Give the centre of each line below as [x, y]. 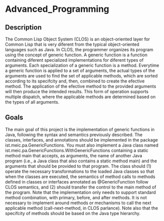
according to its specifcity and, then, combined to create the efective [75, 81]
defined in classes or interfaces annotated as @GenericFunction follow [77, 182]
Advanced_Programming [57, 9]
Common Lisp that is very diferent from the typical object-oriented [72, 44]
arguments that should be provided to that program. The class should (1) [78, 166]
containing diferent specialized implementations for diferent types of [74, 60]
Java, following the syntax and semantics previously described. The [74, 135]
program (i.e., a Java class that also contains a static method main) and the [81, 161]
